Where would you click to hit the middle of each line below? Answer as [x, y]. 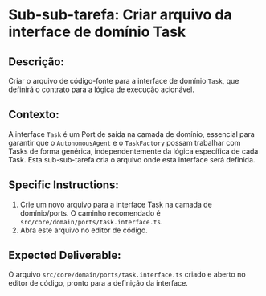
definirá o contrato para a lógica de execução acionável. [102, 89]
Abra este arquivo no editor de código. [84, 230]
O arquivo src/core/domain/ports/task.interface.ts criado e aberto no [127, 274]
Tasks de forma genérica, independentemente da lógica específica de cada [133, 151]
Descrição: [36, 62]
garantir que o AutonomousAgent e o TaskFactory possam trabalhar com [125, 142]
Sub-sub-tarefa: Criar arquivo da [121, 15]
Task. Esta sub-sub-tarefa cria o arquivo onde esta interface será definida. [132, 159]
